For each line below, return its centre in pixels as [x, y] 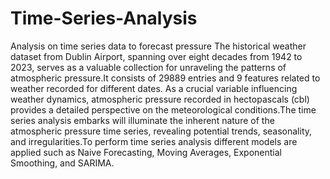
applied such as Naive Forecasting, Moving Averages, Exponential [146, 152]
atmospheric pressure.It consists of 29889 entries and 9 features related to [165, 78]
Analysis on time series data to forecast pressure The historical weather [158, 46]
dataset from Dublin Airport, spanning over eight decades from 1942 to [156, 56]
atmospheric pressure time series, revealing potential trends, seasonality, [161, 131]
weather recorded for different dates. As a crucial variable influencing [154, 88]
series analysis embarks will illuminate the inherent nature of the [142, 120]
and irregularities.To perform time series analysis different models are [154, 141]
